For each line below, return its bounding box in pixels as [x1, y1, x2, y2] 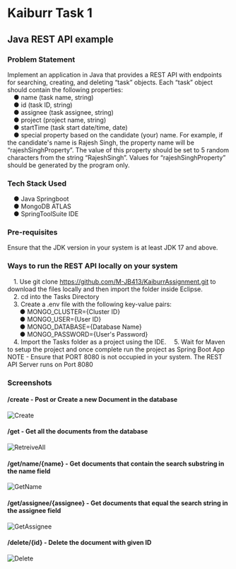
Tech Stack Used [7, 179, 67, 188]
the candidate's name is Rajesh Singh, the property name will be [7, 138, 194, 147]
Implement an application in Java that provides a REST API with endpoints [7, 70, 223, 79]
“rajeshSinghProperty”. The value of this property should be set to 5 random [7, 145, 230, 154]
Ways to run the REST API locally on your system [7, 261, 178, 271]
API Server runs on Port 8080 [7, 360, 93, 368]
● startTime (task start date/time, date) [13, 123, 128, 132]
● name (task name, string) [13, 93, 94, 101]
